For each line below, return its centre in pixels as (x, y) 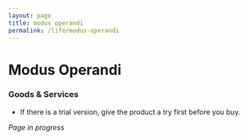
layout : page (30, 16)
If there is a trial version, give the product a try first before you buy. (130, 111)
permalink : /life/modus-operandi (64, 30)
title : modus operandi (46, 23)
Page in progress (37, 127)
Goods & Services (43, 95)
